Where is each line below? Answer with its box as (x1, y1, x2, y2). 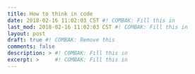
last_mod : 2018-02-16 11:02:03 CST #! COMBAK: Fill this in (7, 23, 189, 30)
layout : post (7, 30, 46, 37)
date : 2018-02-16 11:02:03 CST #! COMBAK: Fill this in (7, 17, 175, 24)
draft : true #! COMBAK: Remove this (7, 37, 115, 44)
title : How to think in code (7, 10, 93, 18)
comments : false (7, 43, 55, 50)
